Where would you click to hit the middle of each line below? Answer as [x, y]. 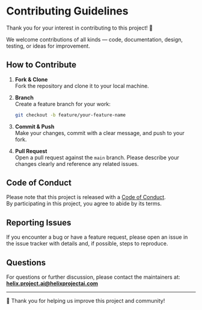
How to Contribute [41, 65]
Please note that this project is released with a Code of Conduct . [86, 197]
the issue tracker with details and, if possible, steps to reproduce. [87, 244]
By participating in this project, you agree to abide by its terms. [84, 204]
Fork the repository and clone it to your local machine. [82, 86]
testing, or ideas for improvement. [48, 46]
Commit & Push [35, 126]
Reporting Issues [39, 222]
